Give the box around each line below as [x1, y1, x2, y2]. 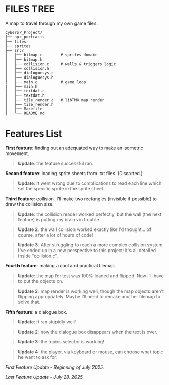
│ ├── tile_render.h [5, 102, 54, 107]
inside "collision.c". [17, 253, 59, 259]
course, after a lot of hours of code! [17, 232, 93, 238]
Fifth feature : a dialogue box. [5, 309, 68, 315]
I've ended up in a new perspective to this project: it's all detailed [17, 247, 156, 253]
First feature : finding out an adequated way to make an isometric [5, 145, 144, 151]
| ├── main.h [5, 84, 38, 89]
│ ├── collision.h [5, 66, 50, 71]
